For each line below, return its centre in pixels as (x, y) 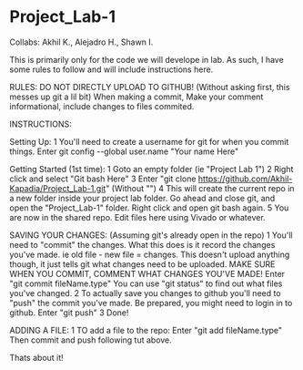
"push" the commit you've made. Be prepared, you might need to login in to (151, 303)
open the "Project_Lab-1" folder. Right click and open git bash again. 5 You (149, 208)
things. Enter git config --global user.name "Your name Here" (124, 151)
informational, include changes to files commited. (102, 106)
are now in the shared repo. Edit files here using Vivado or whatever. (137, 217)
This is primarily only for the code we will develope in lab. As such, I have (146, 59)
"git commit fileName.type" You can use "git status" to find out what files (146, 283)
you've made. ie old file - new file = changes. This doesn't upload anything (150, 254)
